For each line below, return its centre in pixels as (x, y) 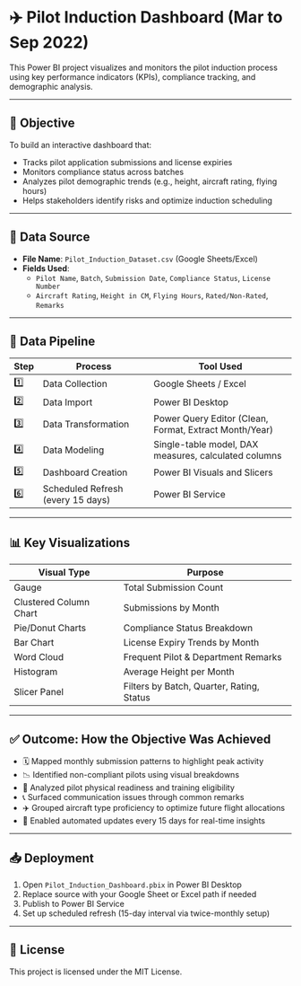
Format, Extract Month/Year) (214, 430)
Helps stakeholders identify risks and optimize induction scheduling (147, 200)
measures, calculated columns (218, 456)
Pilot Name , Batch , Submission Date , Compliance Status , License (153, 277)
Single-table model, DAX (206, 445)
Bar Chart (34, 643)
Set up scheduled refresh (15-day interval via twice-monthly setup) (146, 913)
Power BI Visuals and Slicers (213, 472)
